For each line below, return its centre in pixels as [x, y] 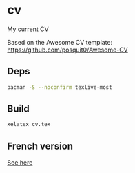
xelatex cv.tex [29, 125]
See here [20, 163]
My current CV [28, 29]
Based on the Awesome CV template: [60, 42]
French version [40, 146]
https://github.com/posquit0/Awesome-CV [68, 50]
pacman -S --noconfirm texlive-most [60, 87]
